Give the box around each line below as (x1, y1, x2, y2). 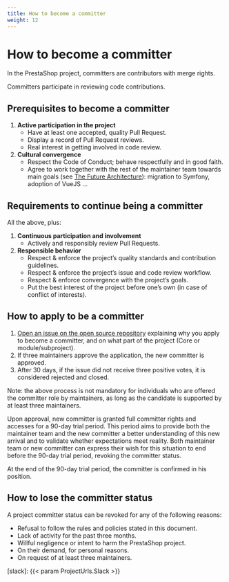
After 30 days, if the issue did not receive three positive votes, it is (17, 365, 206, 374)
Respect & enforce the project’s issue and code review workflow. (27, 269, 212, 277)
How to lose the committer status (7, 492, 153, 504)
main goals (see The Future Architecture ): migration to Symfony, (27, 172, 210, 181)
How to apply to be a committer (7, 311, 145, 322)
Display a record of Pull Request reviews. (27, 136, 145, 144)
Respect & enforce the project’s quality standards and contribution (27, 254, 216, 262)
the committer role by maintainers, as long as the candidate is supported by (7, 394, 222, 402)
